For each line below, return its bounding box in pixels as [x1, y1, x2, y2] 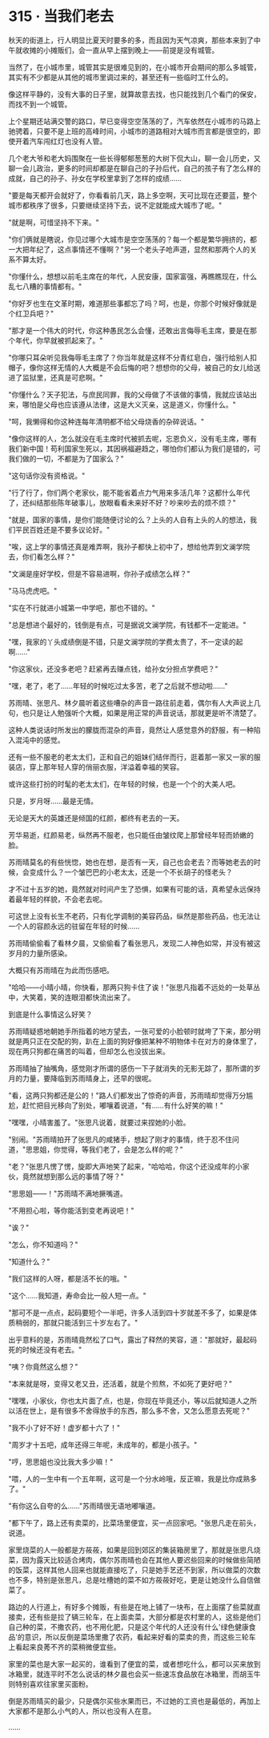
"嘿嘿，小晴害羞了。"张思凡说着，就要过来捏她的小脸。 [8, 1117, 191, 1127]
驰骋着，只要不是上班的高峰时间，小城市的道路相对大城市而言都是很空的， [8, 126, 254, 136]
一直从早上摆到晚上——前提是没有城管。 [85, 45, 219, 54]
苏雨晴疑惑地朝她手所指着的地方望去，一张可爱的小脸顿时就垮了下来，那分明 [8, 1026, 261, 1036]
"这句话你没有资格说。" [8, 470, 86, 481]
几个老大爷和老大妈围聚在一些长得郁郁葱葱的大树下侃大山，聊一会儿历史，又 [8, 153, 261, 163]
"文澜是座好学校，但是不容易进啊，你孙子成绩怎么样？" [8, 569, 191, 578]
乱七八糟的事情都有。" [8, 281, 82, 291]
